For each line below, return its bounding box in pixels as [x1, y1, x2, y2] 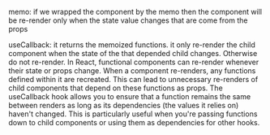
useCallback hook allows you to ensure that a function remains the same [8, 92, 251, 101]
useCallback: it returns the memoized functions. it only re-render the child [8, 40, 255, 50]
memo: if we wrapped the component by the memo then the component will [8, 7, 262, 16]
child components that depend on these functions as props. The [8, 83, 223, 93]
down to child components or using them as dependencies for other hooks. [8, 118, 260, 127]
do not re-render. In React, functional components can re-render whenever [8, 57, 259, 67]
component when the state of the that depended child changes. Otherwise [8, 49, 258, 58]
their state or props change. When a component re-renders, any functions [8, 66, 256, 76]
